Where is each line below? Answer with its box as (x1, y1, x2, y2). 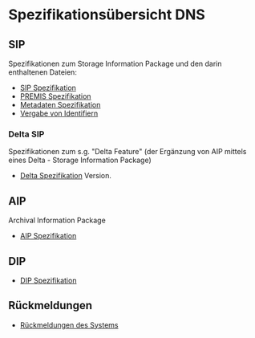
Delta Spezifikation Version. (19, 171, 112, 181)
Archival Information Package (8, 215, 106, 226)
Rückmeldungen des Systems (19, 320, 119, 330)
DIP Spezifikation (19, 275, 77, 285)
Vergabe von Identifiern (19, 108, 99, 118)
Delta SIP (8, 128, 45, 140)
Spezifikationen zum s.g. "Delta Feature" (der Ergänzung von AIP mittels (8, 147, 247, 157)
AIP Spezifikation (19, 231, 77, 241)
